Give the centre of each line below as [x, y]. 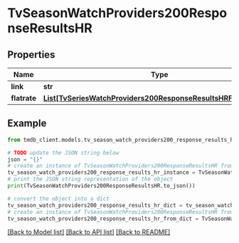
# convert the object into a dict [59, 198]
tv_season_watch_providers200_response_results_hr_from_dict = [103, 219]
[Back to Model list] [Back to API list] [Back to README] [89, 232]
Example [27, 124]
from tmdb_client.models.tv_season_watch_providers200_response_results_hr [122, 140]
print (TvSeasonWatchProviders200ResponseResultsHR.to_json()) [101, 186]
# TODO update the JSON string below [63, 152]
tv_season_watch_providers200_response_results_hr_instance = [101, 172]
